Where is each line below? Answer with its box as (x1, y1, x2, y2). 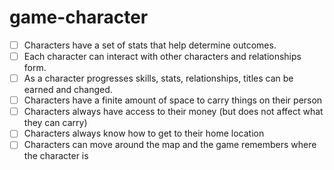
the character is (23, 150, 89, 162)
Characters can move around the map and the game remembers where (23, 139, 317, 151)
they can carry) (23, 117, 88, 129)
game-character (9, 6, 149, 29)
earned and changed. (23, 84, 113, 96)
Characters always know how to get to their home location (23, 127, 265, 140)
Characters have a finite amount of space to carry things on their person (23, 94, 323, 106)
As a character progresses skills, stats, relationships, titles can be (23, 72, 294, 85)
